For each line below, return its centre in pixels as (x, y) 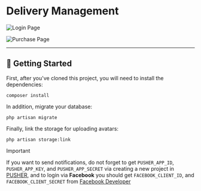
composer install (28, 95)
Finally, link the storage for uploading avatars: (62, 128)
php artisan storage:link (38, 140)
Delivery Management (63, 11)
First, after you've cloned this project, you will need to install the (85, 78)
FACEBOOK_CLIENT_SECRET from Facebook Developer (68, 181)
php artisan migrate (32, 117)
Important (18, 150)
